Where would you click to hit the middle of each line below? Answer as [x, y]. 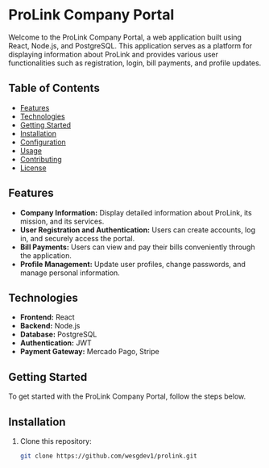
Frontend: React [47, 317]
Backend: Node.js [50, 326]
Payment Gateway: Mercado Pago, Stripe [89, 352]
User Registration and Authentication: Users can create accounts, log [138, 230]
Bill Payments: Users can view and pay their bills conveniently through [137, 247]
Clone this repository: [56, 441]
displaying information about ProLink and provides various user [114, 54]
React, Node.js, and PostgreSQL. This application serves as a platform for [130, 45]
